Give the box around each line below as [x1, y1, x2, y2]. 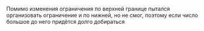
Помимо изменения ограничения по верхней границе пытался [6, 5, 171, 12]
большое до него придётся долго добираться [6, 18, 125, 25]
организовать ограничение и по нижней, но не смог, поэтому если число [6, 12, 199, 19]
